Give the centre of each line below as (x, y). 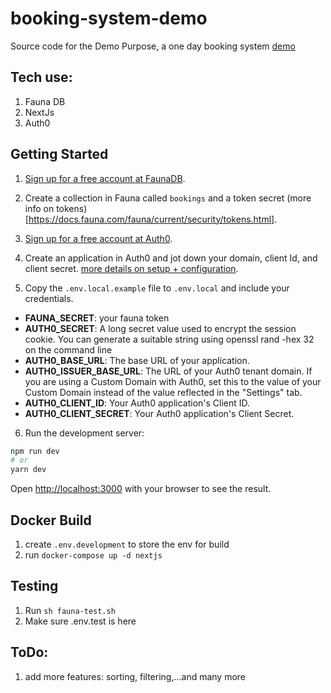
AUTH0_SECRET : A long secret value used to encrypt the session (160, 328)
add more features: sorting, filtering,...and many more (135, 676)
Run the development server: (84, 433)
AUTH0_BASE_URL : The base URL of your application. (137, 360)
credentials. (49, 298)
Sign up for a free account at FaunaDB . (105, 178)
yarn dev (28, 470)
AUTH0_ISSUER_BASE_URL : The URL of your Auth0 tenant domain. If (168, 371)
